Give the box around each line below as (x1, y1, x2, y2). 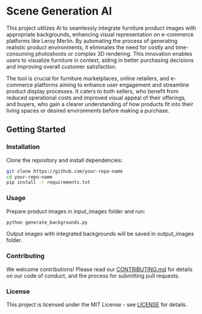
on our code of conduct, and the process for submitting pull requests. (6, 272, 180, 279)
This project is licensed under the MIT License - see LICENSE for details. (6, 301, 187, 309)
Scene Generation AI (6, 4, 112, 18)
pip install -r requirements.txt (6, 179, 91, 185)
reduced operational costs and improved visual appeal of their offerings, (6, 94, 186, 101)
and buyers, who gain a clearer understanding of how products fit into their (6, 100, 194, 107)
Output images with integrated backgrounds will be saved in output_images (6, 230, 195, 238)
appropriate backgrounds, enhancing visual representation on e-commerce (6, 30, 194, 38)
